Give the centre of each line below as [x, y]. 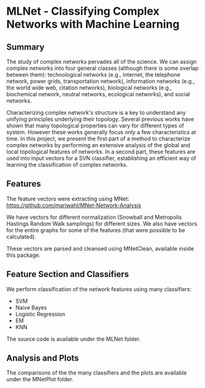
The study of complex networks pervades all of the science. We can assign [102, 62]
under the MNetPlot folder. [40, 379]
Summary [25, 47]
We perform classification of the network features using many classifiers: [99, 289]
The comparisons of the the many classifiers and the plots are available [97, 373]
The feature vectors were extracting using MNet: [68, 199]
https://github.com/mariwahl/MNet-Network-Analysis [74, 205]
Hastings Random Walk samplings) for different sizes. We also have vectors [102, 223]
